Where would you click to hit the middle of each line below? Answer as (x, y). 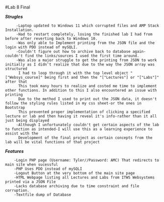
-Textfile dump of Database (42, 195)
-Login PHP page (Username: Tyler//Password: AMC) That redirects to (87, 160)
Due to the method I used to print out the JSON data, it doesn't (87, 99)
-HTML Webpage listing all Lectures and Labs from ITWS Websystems (84, 177)
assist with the (22, 134)
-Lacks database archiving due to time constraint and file (77, 186)
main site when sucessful (31, 165)
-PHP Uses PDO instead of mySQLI (48, 169)
